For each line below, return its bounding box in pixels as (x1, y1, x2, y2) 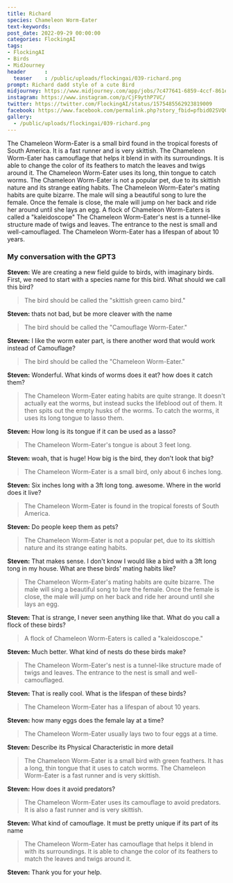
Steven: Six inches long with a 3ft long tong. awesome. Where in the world (7, 480, 221, 489)
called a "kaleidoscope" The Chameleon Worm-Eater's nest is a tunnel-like (7, 212, 221, 221)
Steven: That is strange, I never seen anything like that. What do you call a (7, 613, 221, 621)
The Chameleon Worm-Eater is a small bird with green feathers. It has (24, 756, 224, 764)
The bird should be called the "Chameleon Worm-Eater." (24, 357, 185, 365)
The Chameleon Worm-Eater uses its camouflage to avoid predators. (24, 798, 221, 806)
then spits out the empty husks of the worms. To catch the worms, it (24, 406, 220, 414)
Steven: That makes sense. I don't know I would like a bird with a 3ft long (7, 557, 217, 565)
